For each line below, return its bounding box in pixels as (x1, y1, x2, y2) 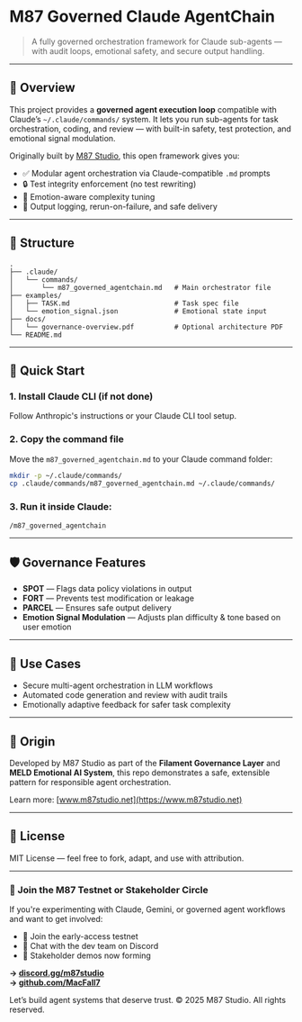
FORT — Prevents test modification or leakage (22, 592, 195, 604)
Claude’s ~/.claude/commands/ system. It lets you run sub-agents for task (9, 113, 279, 124)
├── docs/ (9, 314, 47, 323)
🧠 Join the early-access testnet (22, 931, 139, 942)
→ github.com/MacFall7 (9, 977, 101, 988)
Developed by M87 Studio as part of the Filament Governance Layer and (9, 758, 280, 769)
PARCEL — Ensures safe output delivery (22, 602, 173, 613)
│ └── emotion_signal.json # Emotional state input (9, 306, 268, 316)
